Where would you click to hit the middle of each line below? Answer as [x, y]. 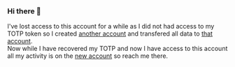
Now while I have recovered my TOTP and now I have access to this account [117, 49]
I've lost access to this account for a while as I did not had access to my [111, 27]
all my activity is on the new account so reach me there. [88, 56]
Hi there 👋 [24, 11]
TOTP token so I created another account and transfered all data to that [110, 33]
